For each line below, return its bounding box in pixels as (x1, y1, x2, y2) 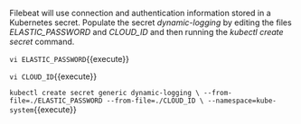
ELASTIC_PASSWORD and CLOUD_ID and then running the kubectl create (9, 27, 284, 37)
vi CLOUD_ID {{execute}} (9, 71, 98, 82)
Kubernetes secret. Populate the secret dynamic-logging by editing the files (9, 17, 292, 28)
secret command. (9, 36, 75, 47)
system (9, 106, 34, 115)
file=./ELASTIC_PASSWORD (9, 96, 103, 105)
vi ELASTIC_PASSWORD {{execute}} (9, 54, 129, 64)
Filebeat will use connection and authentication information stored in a (9, 8, 271, 18)
